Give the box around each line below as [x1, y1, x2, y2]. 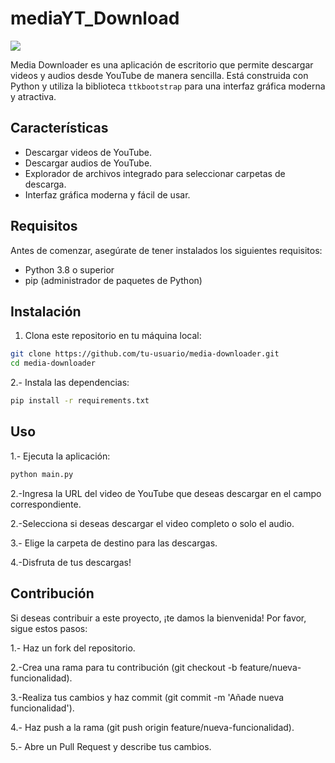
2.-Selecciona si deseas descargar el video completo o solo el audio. [10, 517, 295, 529]
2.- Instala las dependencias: [10, 377, 130, 389]
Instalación [10, 303, 82, 320]
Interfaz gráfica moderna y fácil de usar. [24, 188, 191, 201]
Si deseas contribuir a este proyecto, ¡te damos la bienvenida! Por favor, [10, 612, 307, 624]
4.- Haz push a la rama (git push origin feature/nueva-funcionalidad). [10, 721, 295, 733]
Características [10, 120, 109, 137]
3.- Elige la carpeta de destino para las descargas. [10, 537, 218, 549]
